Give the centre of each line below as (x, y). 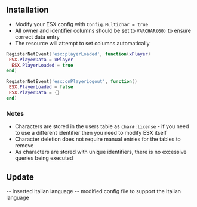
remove (24, 146)
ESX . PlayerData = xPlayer (41, 60)
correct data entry (37, 37)
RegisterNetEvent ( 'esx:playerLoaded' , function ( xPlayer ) (79, 54)
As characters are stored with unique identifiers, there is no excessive (101, 152)
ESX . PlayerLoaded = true (42, 65)
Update (20, 177)
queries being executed (44, 158)
